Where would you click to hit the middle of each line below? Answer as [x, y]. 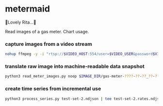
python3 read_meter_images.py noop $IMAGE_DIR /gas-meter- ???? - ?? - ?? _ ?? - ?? [82, 76]
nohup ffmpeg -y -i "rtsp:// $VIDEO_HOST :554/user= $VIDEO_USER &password [79, 54]
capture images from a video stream [49, 44]
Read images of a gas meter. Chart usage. [47, 31]
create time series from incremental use [53, 89]
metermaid [27, 9]
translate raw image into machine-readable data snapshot [75, 66]
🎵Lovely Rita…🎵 [21, 22]
